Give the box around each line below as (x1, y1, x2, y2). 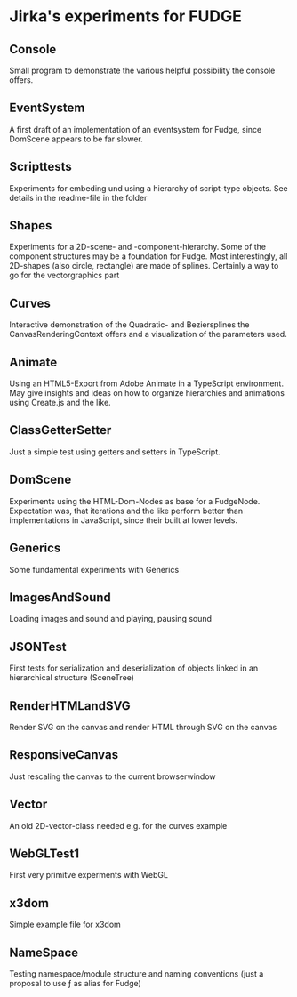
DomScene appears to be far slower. (9, 133, 144, 144)
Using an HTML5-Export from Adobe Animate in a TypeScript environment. (9, 378, 285, 389)
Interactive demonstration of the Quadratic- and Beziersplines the (9, 319, 250, 330)
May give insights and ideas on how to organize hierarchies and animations (9, 388, 285, 398)
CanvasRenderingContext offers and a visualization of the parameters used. (9, 329, 287, 340)
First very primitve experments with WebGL (9, 870, 169, 880)
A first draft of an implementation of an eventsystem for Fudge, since (9, 124, 262, 134)
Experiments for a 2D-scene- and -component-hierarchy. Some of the (9, 242, 267, 253)
